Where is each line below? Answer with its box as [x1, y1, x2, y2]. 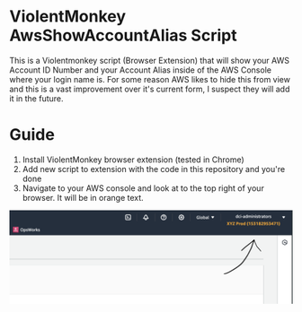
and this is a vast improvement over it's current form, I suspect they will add [9, 83, 290, 94]
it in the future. [9, 92, 65, 104]
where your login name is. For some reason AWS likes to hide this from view [9, 74, 290, 84]
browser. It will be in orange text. [22, 192, 144, 203]
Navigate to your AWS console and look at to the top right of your [22, 182, 265, 194]
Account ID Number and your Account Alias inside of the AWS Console [9, 65, 272, 75]
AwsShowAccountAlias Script [9, 25, 237, 46]
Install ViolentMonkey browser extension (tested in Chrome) [22, 154, 244, 165]
